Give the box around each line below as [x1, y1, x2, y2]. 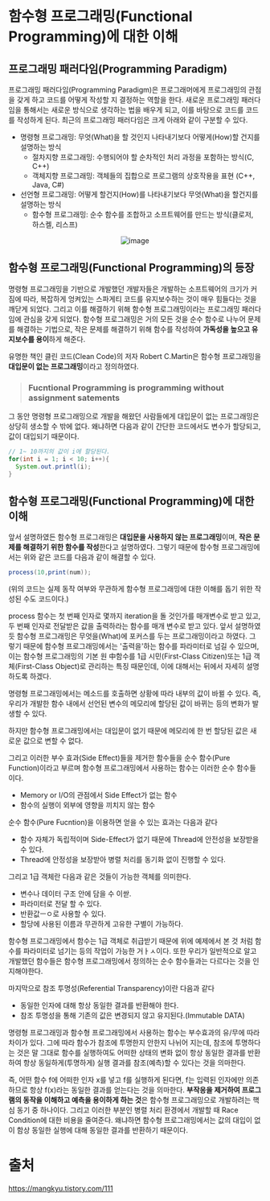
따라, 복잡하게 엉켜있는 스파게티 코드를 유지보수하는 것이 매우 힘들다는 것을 [22, 294, 257, 303]
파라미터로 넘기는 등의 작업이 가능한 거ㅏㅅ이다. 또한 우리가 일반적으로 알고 [22, 947, 257, 956]
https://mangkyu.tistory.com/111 [8, 1184, 114, 1194]
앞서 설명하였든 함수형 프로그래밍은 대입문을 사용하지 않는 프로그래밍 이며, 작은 [8, 532, 252, 542]
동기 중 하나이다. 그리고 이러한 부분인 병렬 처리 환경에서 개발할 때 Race [16, 1105, 239, 1115]
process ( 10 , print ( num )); [8, 568, 92, 576]
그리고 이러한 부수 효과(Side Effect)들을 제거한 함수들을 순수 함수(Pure [8, 753, 231, 763]
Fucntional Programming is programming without [27, 382, 224, 393]
